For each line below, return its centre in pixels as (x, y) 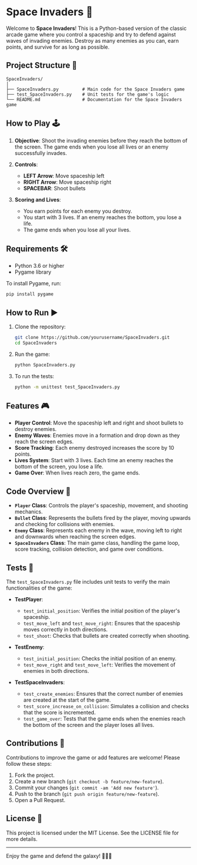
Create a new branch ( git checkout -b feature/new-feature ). (89, 781)
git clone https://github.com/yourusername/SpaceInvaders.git (92, 338)
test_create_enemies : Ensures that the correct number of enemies (103, 694)
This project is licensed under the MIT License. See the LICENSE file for (93, 833)
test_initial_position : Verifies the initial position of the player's (102, 611)
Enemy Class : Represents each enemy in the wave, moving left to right (98, 530)
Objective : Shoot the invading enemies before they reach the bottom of (101, 140)
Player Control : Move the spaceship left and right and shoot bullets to (99, 423)
